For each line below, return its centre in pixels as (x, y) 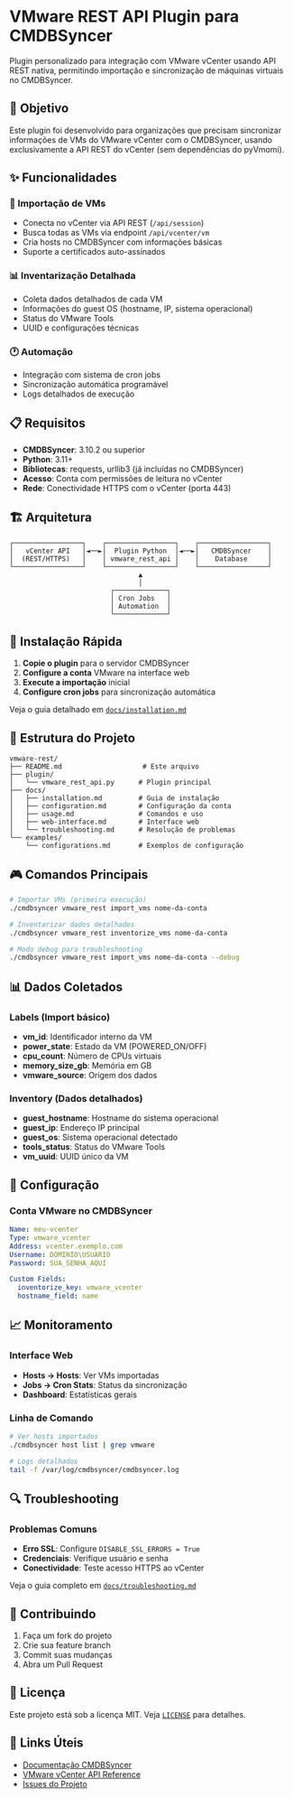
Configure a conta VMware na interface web (106, 673)
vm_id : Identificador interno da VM (87, 1037)
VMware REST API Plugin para (124, 17)
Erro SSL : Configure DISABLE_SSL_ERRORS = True (111, 1549)
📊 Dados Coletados (66, 987)
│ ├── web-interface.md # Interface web (105, 822)
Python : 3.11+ (48, 459)
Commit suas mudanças (67, 1655)
